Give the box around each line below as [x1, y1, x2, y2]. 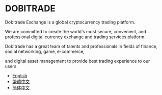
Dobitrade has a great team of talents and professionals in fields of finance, [5, 43, 158, 49]
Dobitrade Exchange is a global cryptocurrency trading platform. [5, 19, 135, 25]
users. [5, 63, 18, 69]
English [12, 72, 27, 78]
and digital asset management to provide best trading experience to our [5, 58, 150, 64]
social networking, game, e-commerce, [5, 48, 85, 54]
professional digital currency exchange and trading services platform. [5, 34, 146, 40]
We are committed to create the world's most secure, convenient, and [5, 28, 146, 34]
